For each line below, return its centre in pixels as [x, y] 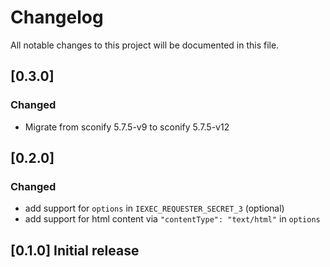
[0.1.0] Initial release [75, 250]
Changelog [57, 17]
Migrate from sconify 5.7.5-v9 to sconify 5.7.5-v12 [127, 127]
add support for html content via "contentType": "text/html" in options [172, 219]
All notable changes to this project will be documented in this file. [145, 45]
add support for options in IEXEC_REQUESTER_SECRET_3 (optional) [154, 208]
